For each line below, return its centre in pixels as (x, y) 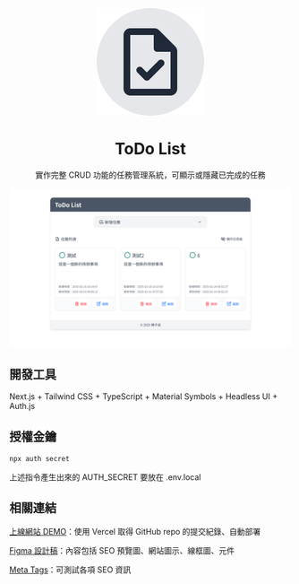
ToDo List (150, 149)
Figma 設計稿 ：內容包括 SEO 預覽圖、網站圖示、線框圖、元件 (122, 550)
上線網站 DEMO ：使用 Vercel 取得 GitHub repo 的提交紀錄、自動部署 (135, 531)
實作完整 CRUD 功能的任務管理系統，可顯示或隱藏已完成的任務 (150, 175)
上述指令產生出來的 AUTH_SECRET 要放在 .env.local (105, 477)
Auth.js (22, 406)
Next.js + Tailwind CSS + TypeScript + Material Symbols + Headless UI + (144, 397)
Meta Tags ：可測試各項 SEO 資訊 (70, 570)
